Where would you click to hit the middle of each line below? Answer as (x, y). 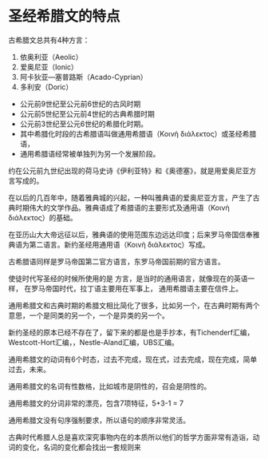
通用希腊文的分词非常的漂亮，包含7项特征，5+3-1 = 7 (96, 403)
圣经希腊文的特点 (65, 16)
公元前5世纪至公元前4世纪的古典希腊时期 (87, 113)
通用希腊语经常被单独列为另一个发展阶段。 (90, 153)
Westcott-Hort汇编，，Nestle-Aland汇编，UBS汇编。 (94, 342)
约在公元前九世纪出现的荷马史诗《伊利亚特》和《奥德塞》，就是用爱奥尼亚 (129, 170)
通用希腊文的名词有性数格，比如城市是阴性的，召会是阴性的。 (110, 386)
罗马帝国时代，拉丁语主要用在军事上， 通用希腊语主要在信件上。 (137, 288)
